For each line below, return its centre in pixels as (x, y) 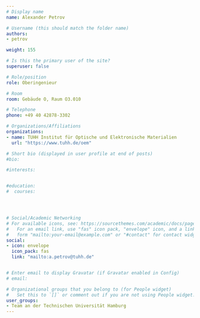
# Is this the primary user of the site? (58, 61)
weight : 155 (21, 50)
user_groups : (22, 300)
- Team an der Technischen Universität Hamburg (66, 306)
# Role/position (26, 77)
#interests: (21, 170)
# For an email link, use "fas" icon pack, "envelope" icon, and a (94, 229)
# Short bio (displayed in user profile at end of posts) (79, 154)
